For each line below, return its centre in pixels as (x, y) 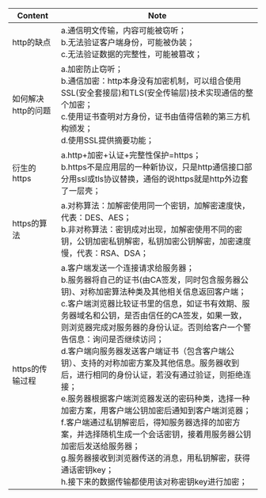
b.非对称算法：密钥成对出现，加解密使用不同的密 (152, 229)
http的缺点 (32, 42)
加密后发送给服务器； (101, 446)
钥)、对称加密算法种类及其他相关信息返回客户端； (154, 292)
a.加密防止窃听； (92, 69)
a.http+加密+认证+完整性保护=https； (131, 155)
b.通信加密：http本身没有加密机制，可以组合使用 (151, 81)
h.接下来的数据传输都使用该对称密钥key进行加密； (154, 482)
